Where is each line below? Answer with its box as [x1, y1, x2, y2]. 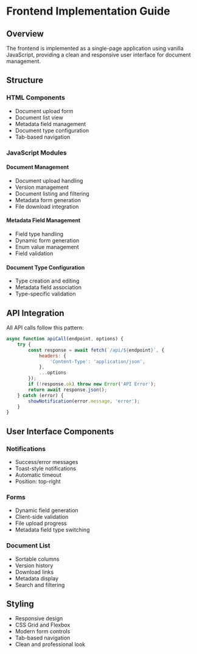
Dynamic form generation [15, 237, 80, 244]
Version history [15, 561, 54, 569]
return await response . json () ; [28, 387, 108, 393]
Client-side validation [15, 513, 69, 521]
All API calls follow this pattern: [6, 324, 84, 331]
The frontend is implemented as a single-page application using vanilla [6, 44, 184, 52]
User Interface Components [6, 426, 114, 437]
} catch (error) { [17, 392, 64, 398]
